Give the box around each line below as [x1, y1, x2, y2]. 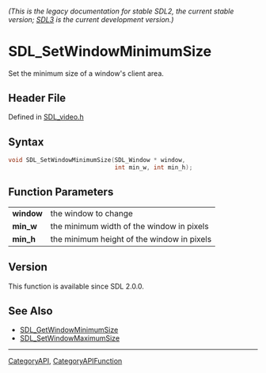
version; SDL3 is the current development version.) [8, 14, 174, 24]
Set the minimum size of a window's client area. [8, 68, 165, 78]
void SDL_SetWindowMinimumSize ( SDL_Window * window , [8, 156, 186, 164]
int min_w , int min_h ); [114, 164, 193, 171]
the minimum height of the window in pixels [50, 233, 212, 244]
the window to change [50, 208, 133, 219]
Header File [8, 91, 66, 104]
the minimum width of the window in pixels [50, 220, 209, 232]
